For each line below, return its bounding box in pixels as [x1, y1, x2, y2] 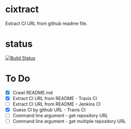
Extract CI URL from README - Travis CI [12, 95, 97, 101]
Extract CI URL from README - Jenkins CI [12, 101, 101, 107]
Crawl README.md [12, 89, 53, 95]
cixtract [5, 4, 39, 15]
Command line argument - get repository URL [12, 113, 108, 119]
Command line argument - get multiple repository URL [12, 118, 126, 124]
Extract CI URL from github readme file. [5, 20, 88, 26]
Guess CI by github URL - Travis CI [12, 107, 86, 113]
